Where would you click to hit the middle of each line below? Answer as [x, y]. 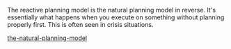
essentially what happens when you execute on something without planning [116, 17]
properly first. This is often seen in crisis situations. [80, 24]
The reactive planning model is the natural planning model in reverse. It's [112, 10]
